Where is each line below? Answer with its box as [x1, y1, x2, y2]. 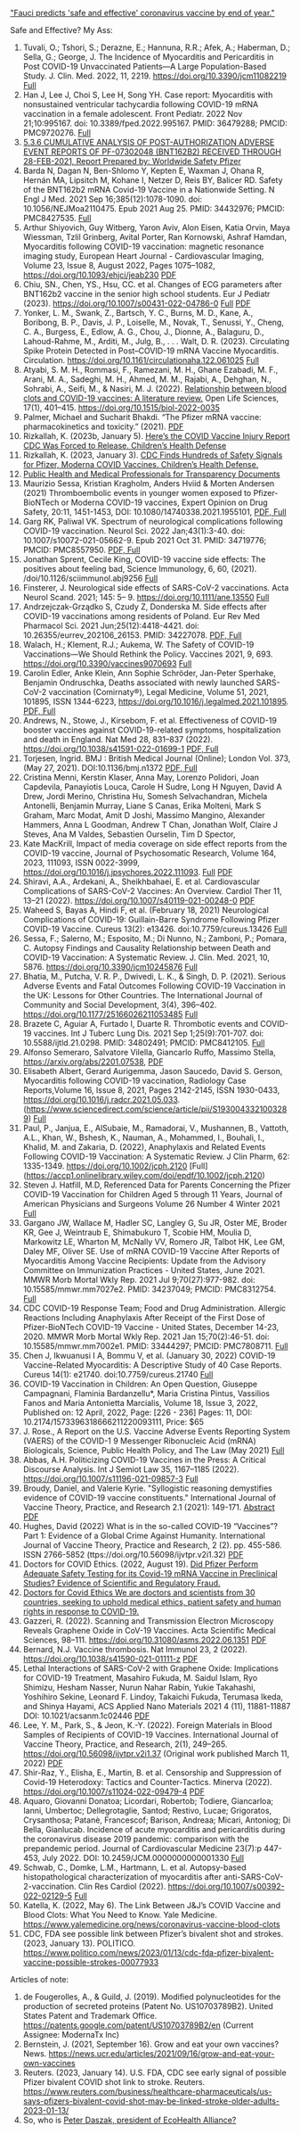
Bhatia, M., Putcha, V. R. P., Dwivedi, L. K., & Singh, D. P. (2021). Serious [22, 972, 287, 981]
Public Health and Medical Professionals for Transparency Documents [22, 468, 281, 479]
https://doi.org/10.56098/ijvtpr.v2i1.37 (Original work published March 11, [22, 1749, 290, 1758]
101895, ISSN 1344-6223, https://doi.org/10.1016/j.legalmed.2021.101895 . [22, 696, 289, 707]
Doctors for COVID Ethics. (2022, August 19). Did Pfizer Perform [22, 1559, 259, 1569]
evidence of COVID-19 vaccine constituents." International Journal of [22, 1493, 277, 1502]
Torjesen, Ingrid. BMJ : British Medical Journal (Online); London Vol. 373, [22, 753, 291, 764]
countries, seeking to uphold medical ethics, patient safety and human [22, 1597, 281, 1607]
